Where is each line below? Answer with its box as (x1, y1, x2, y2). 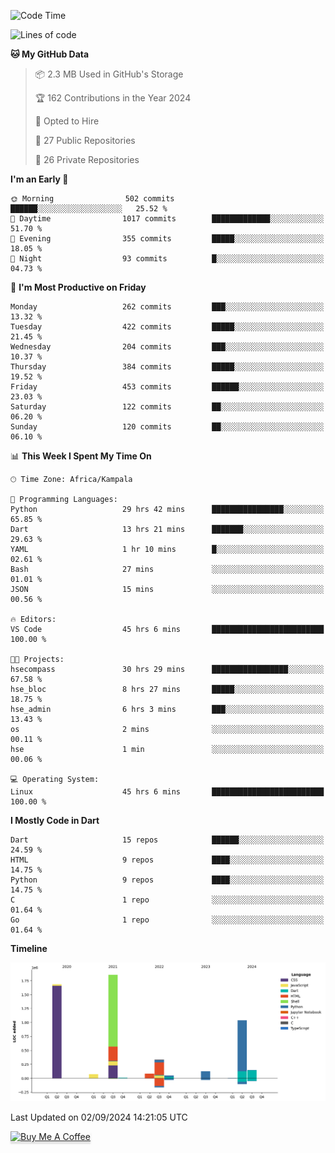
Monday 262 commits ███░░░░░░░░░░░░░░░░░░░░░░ (10, 302, 325, 312)
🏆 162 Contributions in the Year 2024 (34, 92, 192, 104)
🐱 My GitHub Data (10, 48, 90, 60)
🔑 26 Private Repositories (34, 154, 140, 165)
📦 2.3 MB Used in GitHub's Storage (34, 68, 184, 80)
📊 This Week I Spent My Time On (10, 450, 152, 462)
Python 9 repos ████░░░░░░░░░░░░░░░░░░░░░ (10, 875, 325, 885)
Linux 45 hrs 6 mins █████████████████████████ (10, 787, 325, 797)
